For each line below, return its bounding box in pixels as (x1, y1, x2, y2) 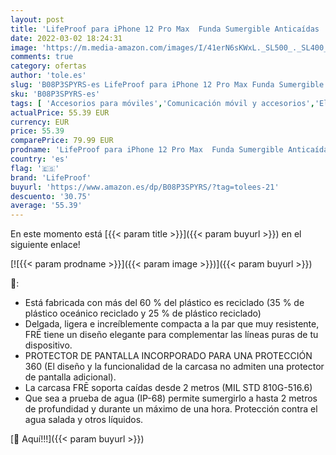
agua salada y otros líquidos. (24, 414, 144, 426)
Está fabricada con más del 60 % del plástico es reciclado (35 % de (24, 297, 305, 309)
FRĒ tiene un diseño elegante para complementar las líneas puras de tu (24, 329, 319, 341)
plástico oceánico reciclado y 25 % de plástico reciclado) (24, 307, 262, 320)
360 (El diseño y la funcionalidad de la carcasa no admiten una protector (24, 361, 325, 373)
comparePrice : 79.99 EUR (10, 136, 114, 146)
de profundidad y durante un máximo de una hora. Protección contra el (24, 403, 318, 415)
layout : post (10, 14, 65, 25)
